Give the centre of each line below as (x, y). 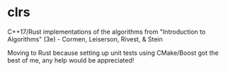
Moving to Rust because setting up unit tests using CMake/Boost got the (113, 53)
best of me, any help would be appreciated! (71, 60)
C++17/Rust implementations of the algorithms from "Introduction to (107, 32)
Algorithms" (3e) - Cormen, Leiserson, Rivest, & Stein (85, 39)
